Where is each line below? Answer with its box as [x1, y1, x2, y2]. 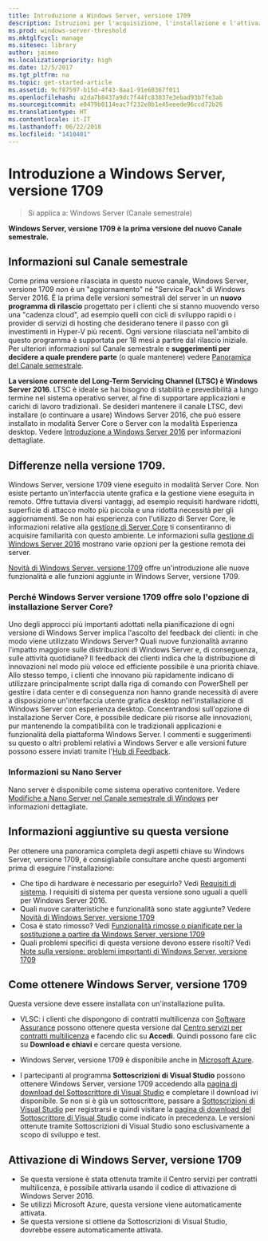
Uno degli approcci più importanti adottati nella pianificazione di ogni [8, 620, 235, 629]
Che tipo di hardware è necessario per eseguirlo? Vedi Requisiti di [19, 878, 237, 888]
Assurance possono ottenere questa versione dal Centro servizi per [19, 1022, 243, 1033]
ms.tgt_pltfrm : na [8, 71, 69, 79]
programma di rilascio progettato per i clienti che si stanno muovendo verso [8, 301, 260, 311]
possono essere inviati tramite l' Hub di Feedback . [8, 747, 171, 756]
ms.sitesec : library [8, 41, 77, 49]
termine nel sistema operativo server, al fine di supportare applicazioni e [8, 393, 246, 403]
